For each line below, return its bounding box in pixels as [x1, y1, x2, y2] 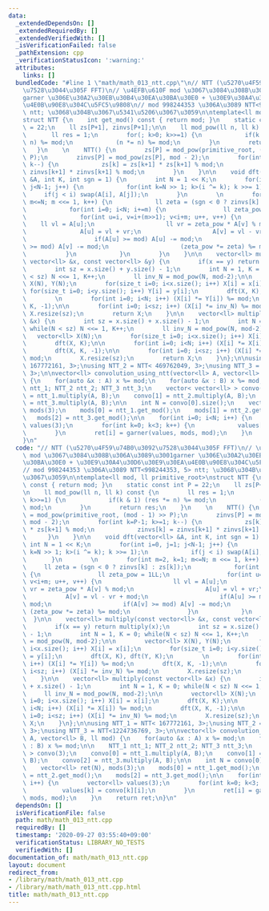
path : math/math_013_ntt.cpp [15, 816, 113, 824]
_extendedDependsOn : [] [15, 19, 94, 27]
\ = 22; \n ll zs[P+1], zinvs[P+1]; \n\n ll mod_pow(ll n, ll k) [22, 123, 260, 131]
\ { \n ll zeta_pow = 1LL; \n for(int [22, 570, 252, 578]
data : [8, 11, 26, 20]
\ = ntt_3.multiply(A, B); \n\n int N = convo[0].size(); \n [22, 399, 235, 407]
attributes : [15, 64, 56, 72]
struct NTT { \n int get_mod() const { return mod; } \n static [22, 116, 256, 124]
